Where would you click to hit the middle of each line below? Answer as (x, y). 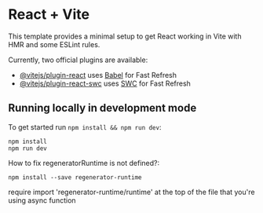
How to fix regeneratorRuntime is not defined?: (84, 163)
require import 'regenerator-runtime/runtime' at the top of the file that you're (131, 192)
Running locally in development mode (102, 108)
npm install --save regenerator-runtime (75, 177)
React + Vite (49, 15)
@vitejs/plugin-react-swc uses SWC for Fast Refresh (105, 83)
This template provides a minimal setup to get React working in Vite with (125, 36)
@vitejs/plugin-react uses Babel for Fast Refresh (98, 75)
